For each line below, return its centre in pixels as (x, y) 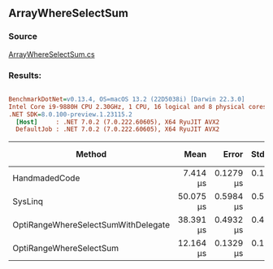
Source (23, 37)
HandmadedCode (46, 178)
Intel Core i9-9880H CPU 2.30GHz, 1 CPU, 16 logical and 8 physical (127, 106)
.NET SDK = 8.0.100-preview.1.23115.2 (70, 114)
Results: (25, 75)
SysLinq (28, 202)
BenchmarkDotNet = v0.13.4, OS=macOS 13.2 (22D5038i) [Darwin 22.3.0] (127, 99)
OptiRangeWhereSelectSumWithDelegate (91, 225)
